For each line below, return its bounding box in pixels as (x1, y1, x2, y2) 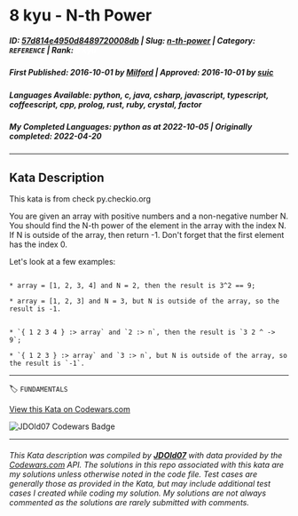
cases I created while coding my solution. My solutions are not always (9, 488, 267, 498)
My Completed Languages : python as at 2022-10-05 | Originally (9, 121, 253, 131)
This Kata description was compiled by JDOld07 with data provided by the (9, 449, 283, 460)
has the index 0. (9, 239, 68, 250)
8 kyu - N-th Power (9, 5, 153, 26)
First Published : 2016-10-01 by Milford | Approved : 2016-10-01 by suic (9, 67, 274, 78)
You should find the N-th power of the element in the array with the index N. (9, 220, 286, 231)
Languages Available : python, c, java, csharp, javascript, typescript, (9, 90, 269, 100)
